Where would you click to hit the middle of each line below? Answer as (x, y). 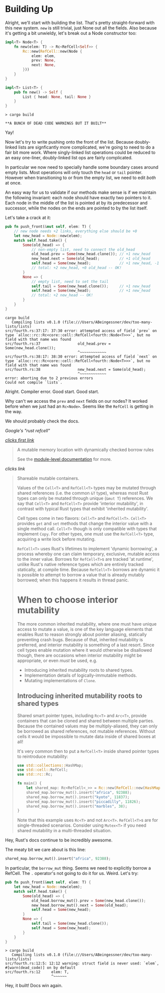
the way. (14, 411)
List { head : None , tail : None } (57, 97)
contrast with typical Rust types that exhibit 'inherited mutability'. (83, 509)
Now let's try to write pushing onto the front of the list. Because (69, 142)
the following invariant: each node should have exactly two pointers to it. (78, 198)
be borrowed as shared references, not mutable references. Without (86, 731)
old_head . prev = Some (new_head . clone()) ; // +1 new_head (91, 254)
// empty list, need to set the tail (70, 281)
